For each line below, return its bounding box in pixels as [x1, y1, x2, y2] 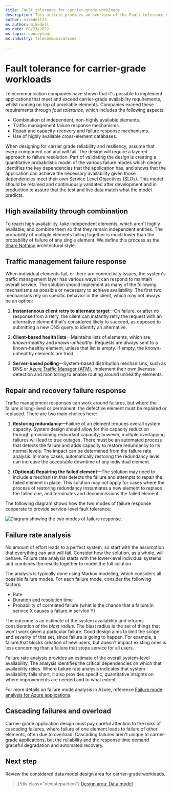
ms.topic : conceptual [5, 31, 52, 36]
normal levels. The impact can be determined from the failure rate [12, 448, 152, 454]
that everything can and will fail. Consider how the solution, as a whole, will [5, 550, 164, 556]
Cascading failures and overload [5, 707, 112, 716]
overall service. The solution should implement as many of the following [5, 281, 157, 288]
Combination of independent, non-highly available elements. [12, 116, 141, 123]
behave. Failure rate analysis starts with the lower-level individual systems [5, 555, 162, 561]
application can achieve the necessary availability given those [5, 170, 136, 176]
